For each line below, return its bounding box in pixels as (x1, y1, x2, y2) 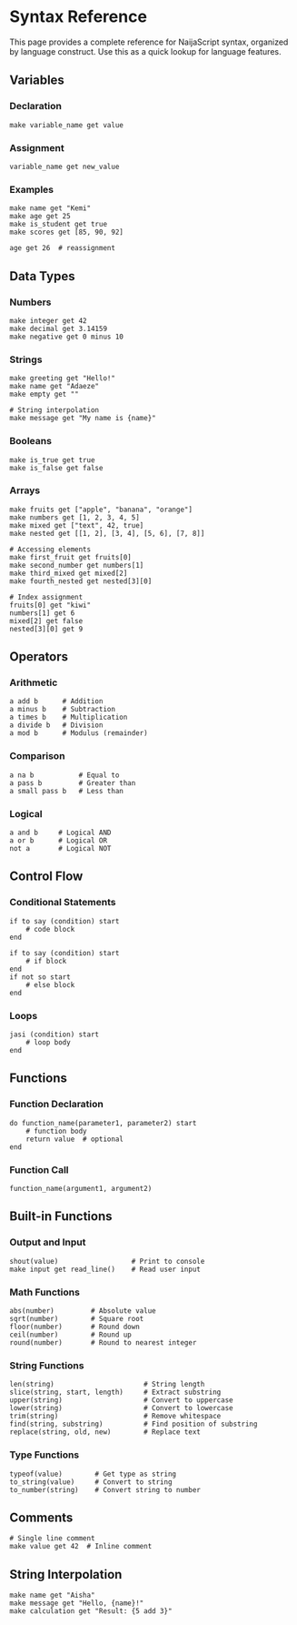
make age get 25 (9, 212, 71, 221)
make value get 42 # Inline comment (9, 1542, 153, 1551)
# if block (25, 956, 67, 965)
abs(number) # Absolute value (9, 1307, 156, 1316)
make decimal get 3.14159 (9, 324, 107, 333)
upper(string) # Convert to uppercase (9, 1396, 233, 1405)
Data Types (9, 268, 75, 284)
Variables (9, 73, 65, 88)
